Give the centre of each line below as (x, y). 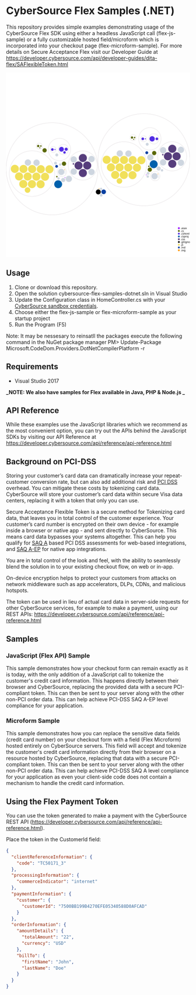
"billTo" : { (31, 956)
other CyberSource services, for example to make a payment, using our (92, 608)
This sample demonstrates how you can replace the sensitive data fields (93, 734)
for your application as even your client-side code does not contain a (89, 777)
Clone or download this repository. (56, 287)
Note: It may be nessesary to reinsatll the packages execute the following (94, 336)
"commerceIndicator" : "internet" (57, 882)
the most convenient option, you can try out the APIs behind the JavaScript (96, 431)
